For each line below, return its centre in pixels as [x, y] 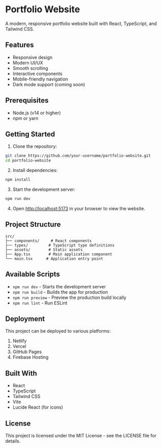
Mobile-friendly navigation [40, 79]
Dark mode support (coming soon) [49, 84]
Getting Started [30, 134]
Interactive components [37, 73]
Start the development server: [44, 189]
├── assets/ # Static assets [44, 250]
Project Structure [33, 225]
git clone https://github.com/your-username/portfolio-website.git [78, 156]
